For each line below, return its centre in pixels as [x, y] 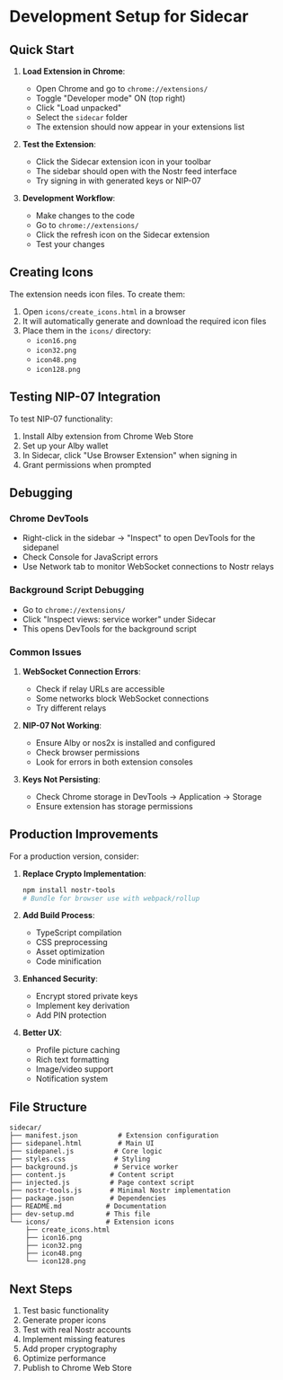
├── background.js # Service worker [94, 1167]
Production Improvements [84, 834]
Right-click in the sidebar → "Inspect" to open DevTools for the [139, 538]
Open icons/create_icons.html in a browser [104, 311]
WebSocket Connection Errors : [81, 671]
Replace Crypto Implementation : [84, 873]
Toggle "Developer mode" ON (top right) [111, 98]
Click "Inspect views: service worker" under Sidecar [119, 619]
